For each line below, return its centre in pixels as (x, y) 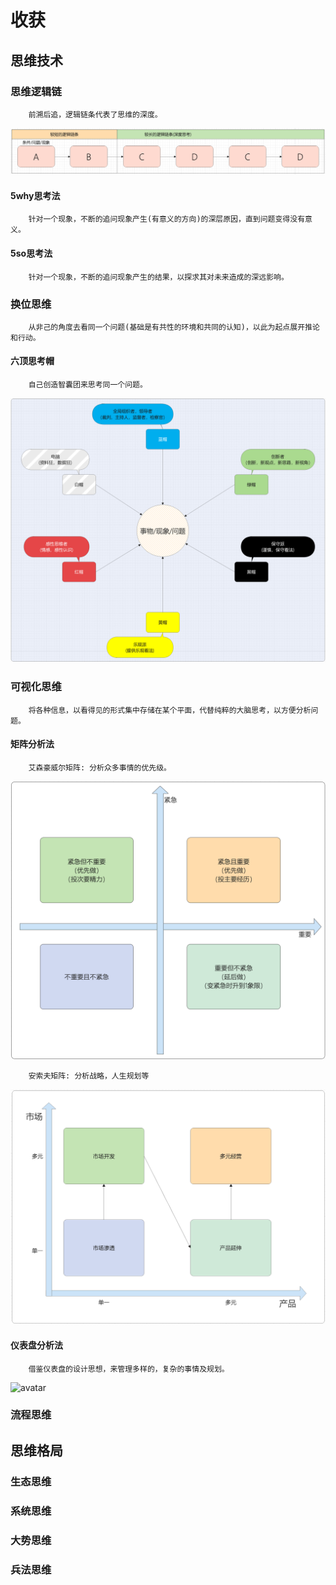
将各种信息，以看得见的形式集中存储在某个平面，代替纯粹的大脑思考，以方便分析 (170, 710)
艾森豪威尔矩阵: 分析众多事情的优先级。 (100, 767)
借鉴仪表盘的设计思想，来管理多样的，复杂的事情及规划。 (129, 1369)
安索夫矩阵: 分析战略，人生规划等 (89, 1076)
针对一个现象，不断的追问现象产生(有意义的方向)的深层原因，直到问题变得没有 (167, 219)
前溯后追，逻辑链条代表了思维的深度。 (95, 114)
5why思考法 (35, 195)
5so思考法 (31, 253)
